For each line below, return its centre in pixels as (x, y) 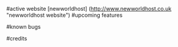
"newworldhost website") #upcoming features (65, 15)
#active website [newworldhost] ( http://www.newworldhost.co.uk (89, 9)
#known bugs (24, 27)
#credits (17, 38)
